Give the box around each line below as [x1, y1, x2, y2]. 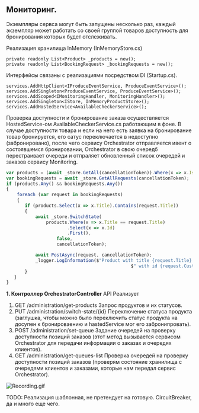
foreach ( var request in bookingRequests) [17, 192, 123, 198]
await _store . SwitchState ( [35, 213, 102, 220]
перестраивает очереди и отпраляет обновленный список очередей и [6, 152, 185, 159]
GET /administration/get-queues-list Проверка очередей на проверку [14, 352, 188, 359]
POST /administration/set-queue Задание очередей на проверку [14, 327, 176, 334]
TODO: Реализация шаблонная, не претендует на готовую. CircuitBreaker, [6, 394, 192, 401]
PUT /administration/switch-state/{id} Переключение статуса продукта [14, 308, 192, 315]
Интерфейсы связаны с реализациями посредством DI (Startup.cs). [6, 71, 178, 79]
